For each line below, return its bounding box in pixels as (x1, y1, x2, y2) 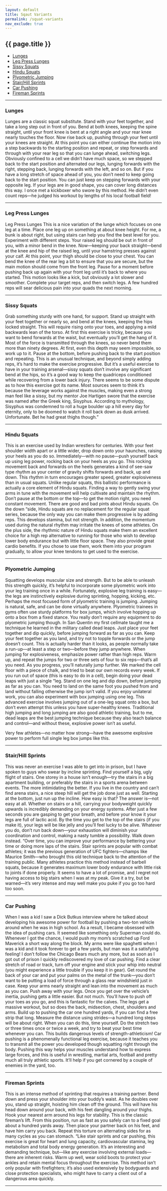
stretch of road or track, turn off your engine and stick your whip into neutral (5, 961, 162, 968)
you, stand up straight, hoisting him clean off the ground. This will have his (5, 1101, 158, 1108)
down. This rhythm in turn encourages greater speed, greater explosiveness (5, 475, 162, 480)
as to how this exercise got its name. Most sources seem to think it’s (5, 382, 145, 388)
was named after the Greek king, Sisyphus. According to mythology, (5, 398, 145, 404)
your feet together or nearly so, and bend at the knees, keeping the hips (5, 318, 153, 324)
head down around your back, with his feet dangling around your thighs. (5, 1107, 153, 1113)
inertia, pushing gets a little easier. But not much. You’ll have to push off (5, 993, 152, 999)
